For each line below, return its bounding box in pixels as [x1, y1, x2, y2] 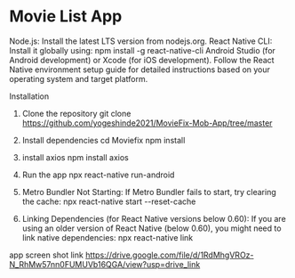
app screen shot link [9, 249, 84, 260]
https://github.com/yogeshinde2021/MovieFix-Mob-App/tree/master [21, 118, 273, 128]
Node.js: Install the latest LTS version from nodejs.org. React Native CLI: [9, 36, 273, 46]
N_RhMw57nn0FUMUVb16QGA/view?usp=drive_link [9, 258, 201, 269]
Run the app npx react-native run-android [21, 169, 175, 180]
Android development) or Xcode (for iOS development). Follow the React [9, 54, 275, 65]
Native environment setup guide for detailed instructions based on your [9, 64, 271, 75]
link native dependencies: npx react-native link [21, 232, 194, 242]
